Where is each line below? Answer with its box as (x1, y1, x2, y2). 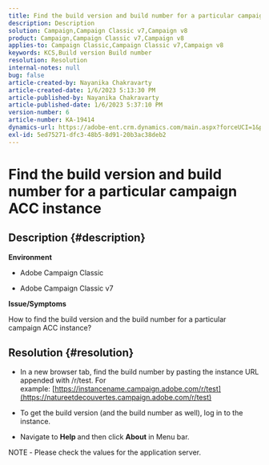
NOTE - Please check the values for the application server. (8, 447, 202, 457)
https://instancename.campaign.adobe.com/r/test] (54, 384, 222, 394)
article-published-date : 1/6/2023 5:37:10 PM (8, 101, 163, 109)
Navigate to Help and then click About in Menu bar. (19, 432, 190, 442)
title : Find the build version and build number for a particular (8, 11, 235, 20)
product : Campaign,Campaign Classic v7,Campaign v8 (8, 34, 184, 42)
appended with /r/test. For (19, 375, 106, 385)
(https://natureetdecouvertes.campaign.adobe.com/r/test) (19, 393, 212, 403)
